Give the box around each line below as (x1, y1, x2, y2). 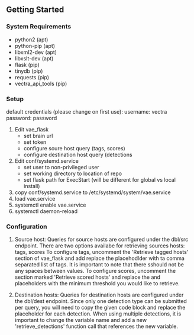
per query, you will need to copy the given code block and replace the (14, 304, 186, 311)
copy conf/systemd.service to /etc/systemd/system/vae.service (14, 189, 171, 196)
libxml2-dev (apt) (14, 49, 57, 56)
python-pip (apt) (14, 42, 55, 49)
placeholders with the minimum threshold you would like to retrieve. (14, 280, 180, 287)
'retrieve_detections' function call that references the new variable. (14, 323, 179, 330)
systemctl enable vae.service (14, 201, 86, 208)
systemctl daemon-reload (14, 207, 78, 215)
